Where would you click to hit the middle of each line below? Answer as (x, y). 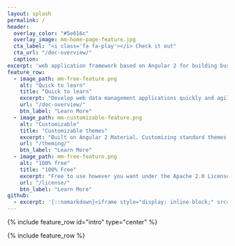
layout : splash (29, 14)
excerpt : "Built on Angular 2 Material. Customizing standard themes (123, 137)
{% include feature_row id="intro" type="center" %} (83, 222)
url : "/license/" (45, 182)
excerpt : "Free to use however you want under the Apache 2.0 (112, 176)
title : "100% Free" (48, 169)
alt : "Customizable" (50, 124)
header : (19, 27)
